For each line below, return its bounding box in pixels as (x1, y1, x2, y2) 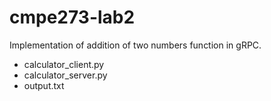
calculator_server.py (23, 69, 108, 81)
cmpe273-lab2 (9, 6, 136, 29)
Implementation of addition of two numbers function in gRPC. (9, 39, 262, 51)
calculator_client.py (23, 58, 105, 70)
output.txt (23, 79, 65, 91)
